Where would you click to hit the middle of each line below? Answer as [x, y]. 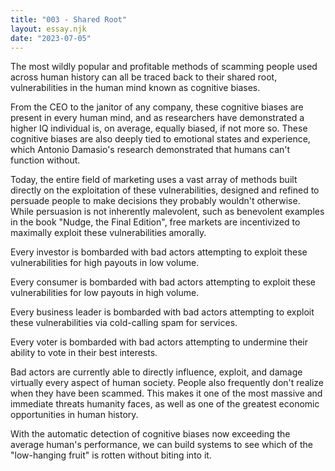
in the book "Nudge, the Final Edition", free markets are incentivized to [155, 222]
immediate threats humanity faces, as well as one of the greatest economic [165, 404]
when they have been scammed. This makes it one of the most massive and [166, 393]
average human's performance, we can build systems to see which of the [161, 445]
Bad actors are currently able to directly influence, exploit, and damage [156, 372]
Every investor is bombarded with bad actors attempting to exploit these [159, 252]
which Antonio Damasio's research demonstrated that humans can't [150, 150]
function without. [45, 160]
